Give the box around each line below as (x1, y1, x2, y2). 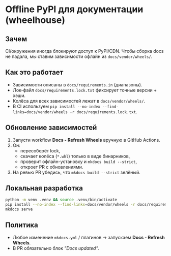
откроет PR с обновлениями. (20, 164, 83, 170)
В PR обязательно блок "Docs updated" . (12, 245, 100, 251)
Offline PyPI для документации (5, 4, 144, 15)
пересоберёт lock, (20, 147, 61, 153)
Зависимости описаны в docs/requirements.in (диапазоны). (12, 81, 142, 87)
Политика (5, 221, 38, 230)
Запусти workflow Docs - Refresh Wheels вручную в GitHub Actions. (12, 137, 160, 143)
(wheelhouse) (5, 14, 65, 26)
